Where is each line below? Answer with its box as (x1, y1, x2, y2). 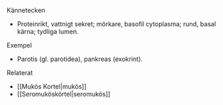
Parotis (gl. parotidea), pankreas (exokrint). (16, 55, 143, 63)
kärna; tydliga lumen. (16, 28, 79, 35)
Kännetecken (6, 6, 45, 14)
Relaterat (6, 69, 33, 77)
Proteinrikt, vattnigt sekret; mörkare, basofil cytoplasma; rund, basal (16, 20, 217, 28)
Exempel (6, 41, 33, 49)
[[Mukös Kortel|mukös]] (16, 82, 87, 91)
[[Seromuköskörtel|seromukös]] (16, 90, 111, 98)
